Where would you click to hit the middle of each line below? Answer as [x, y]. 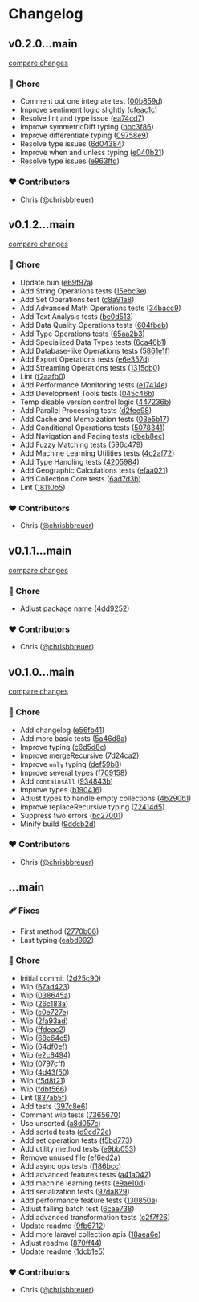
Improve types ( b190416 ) [61, 789]
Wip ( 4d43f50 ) [45, 1072]
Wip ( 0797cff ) [43, 1063]
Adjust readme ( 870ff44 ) [61, 1243]
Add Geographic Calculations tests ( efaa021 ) [94, 470]
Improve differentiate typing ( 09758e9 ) [84, 135]
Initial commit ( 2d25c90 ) [61, 978]
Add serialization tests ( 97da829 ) [75, 1191]
